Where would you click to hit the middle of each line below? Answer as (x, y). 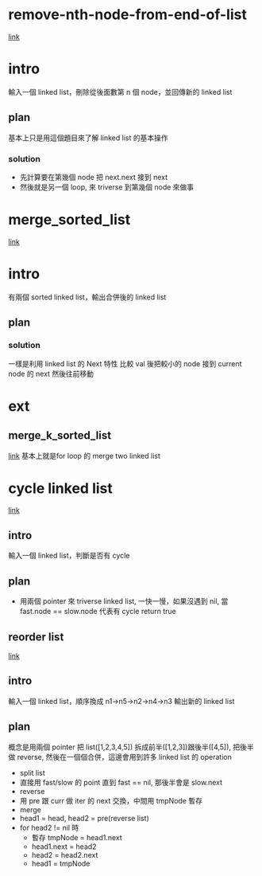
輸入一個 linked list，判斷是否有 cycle (69, 556)
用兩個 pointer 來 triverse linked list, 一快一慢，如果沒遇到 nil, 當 (124, 601)
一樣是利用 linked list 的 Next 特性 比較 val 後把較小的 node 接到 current (125, 363)
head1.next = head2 (64, 847)
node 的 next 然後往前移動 (51, 373)
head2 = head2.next (65, 854)
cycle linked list (60, 488)
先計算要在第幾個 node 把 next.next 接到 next (94, 177)
